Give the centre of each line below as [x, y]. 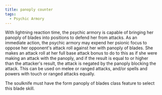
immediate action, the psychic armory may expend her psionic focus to [76, 43]
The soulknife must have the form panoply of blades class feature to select [80, 83]
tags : [10, 14]
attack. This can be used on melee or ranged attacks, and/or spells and [76, 69]
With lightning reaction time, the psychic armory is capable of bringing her [79, 33]
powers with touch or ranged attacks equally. [50, 74]
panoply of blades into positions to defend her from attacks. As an [71, 38]
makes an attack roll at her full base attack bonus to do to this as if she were [81, 53]
